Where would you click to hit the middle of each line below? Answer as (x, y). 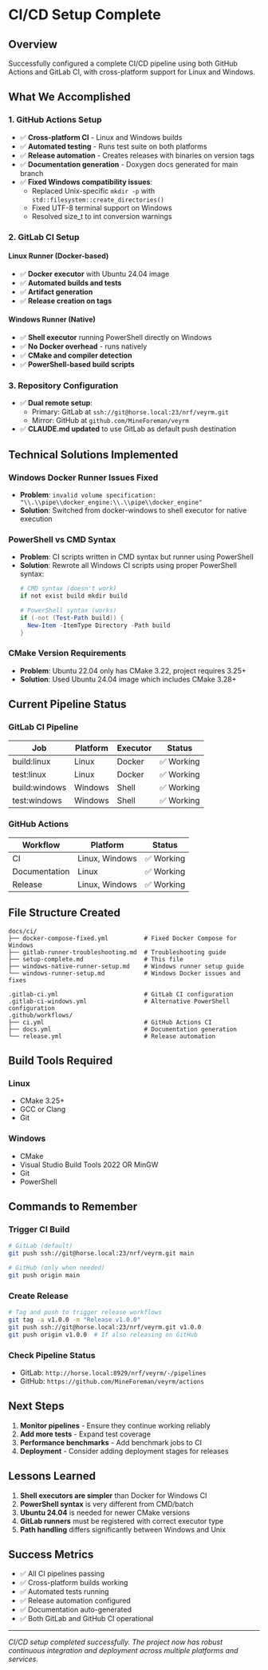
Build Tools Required (61, 1061)
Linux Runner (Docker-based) (59, 256)
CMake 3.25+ (42, 1101)
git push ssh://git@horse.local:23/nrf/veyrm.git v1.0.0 (105, 1327)
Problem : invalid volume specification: (88, 495)
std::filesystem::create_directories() (98, 200)
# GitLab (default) (41, 1246)
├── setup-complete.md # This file (96, 959)
